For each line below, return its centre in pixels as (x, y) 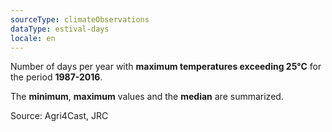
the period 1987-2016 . (56, 77)
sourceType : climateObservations (80, 19)
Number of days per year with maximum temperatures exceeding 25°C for (166, 67)
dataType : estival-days (60, 29)
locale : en (33, 38)
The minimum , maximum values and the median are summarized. (147, 97)
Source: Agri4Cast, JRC (59, 116)
